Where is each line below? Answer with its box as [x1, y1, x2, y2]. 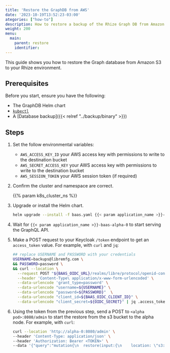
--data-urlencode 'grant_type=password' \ [17, 280, 109, 285]
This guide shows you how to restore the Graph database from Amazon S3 [5, 59, 161, 65]
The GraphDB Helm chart [12, 103, 66, 109]
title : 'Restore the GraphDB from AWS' [5, 7, 90, 13]
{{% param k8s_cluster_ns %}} [12, 192, 78, 199]
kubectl [12, 109, 29, 114]
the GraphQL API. [12, 227, 50, 233]
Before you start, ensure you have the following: [5, 92, 106, 99]
